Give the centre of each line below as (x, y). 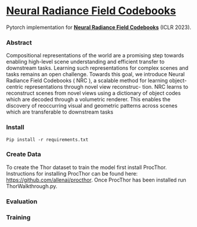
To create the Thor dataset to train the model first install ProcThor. (87, 167)
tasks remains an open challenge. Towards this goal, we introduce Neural (96, 74)
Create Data (24, 154)
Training (18, 217)
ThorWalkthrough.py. (32, 186)
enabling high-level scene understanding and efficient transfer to (85, 62)
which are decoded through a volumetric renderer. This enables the (88, 99)
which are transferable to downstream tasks (60, 112)
